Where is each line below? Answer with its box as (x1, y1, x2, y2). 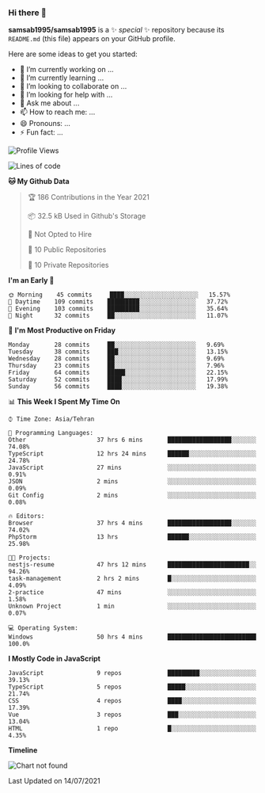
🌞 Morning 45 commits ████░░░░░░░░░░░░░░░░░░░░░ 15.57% (8, 291, 231, 299)
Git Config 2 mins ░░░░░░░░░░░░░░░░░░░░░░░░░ (8, 491, 257, 500)
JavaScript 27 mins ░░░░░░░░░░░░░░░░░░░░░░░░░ (8, 463, 257, 472)
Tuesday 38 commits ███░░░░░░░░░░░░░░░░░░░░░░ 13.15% (8, 348, 228, 356)
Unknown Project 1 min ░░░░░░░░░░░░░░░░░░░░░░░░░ (8, 602, 257, 611)
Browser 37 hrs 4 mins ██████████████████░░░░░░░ (8, 519, 257, 528)
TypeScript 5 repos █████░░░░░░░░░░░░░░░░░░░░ (8, 683, 257, 692)
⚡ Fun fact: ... (19, 128, 63, 137)
